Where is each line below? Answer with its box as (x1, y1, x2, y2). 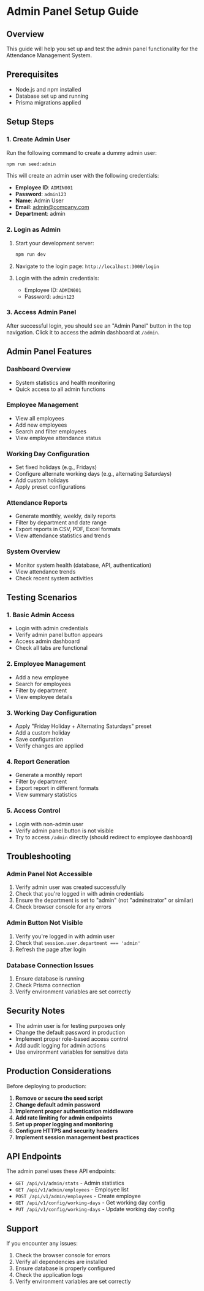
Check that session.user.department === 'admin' (15, 939, 141, 946)
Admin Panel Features (6, 346, 92, 357)
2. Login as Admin (6, 226, 61, 234)
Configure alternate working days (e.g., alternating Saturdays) (15, 470, 172, 478)
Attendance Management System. (6, 52, 93, 59)
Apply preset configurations (15, 483, 86, 491)
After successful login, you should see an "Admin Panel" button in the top (6, 322, 192, 330)
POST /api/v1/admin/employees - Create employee (15, 1193, 141, 1200)
